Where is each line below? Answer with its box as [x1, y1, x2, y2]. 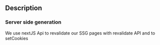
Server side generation [5, 19, 62, 26]
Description [5, 4, 42, 12]
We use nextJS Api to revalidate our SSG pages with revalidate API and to [5, 30, 155, 36]
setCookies [5, 35, 28, 41]
